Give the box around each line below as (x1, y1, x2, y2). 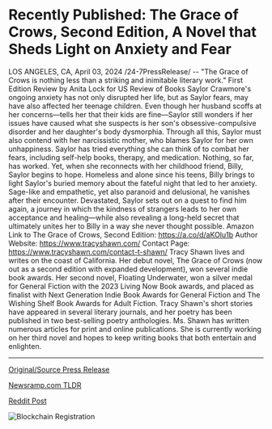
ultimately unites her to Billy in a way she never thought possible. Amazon (8, 221, 254, 231)
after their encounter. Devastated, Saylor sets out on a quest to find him (8, 196, 247, 205)
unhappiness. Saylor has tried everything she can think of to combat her (8, 144, 249, 154)
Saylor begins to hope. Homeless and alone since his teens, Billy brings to (8, 170, 255, 179)
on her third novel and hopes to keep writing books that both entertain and (8, 333, 257, 343)
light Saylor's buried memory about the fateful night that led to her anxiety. (8, 178, 257, 187)
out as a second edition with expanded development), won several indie (8, 264, 249, 274)
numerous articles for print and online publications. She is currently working (8, 324, 261, 334)
